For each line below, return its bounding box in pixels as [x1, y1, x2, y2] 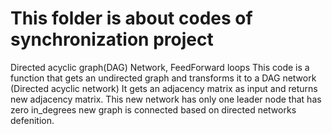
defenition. [10, 114, 55, 126]
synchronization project [10, 28, 214, 51]
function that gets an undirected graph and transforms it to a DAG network [10, 72, 317, 84]
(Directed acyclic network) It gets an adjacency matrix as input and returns [10, 82, 318, 94]
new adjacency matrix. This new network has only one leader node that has [10, 93, 322, 105]
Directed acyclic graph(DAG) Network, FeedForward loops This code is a [10, 61, 310, 73]
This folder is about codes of [10, 7, 253, 30]
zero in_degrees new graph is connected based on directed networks [10, 103, 297, 116]
